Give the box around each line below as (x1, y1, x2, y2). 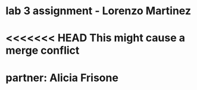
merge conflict (5, 44, 80, 57)
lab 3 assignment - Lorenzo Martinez (5, 4, 192, 18)
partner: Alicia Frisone (5, 71, 118, 84)
